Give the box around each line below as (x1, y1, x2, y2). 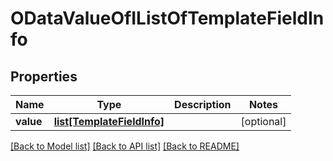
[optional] (240, 115, 287, 128)
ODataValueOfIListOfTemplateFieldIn (10, 7, 325, 30)
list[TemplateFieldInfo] (53, 115, 165, 128)
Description (174, 98, 232, 111)
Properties (10, 68, 78, 85)
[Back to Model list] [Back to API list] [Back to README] (10, 140, 240, 152)
